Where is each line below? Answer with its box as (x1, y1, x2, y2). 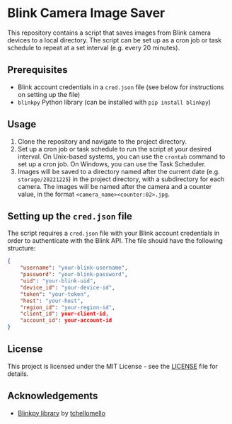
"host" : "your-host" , (20, 297, 83, 304)
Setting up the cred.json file (7, 210, 133, 222)
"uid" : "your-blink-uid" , (20, 277, 97, 285)
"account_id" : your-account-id (20, 317, 112, 324)
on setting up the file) (17, 90, 81, 98)
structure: (7, 244, 36, 253)
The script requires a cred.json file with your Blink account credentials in (7, 229, 220, 238)
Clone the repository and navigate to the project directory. (17, 137, 187, 146)
